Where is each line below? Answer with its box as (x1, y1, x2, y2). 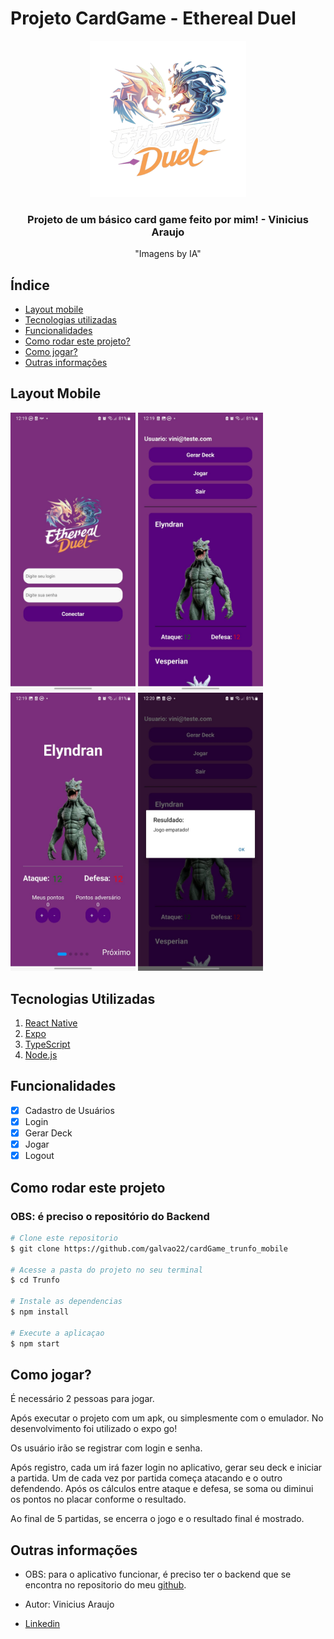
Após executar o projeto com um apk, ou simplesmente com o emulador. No (10, 1412, 324, 1424)
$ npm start (10, 1338, 60, 1349)
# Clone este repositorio (10, 1233, 118, 1243)
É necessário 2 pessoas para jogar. (10, 1393, 155, 1405)
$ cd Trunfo (10, 1275, 60, 1286)
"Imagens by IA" (134, 248, 202, 260)
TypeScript (24, 1038, 71, 1051)
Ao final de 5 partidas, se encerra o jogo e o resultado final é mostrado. (10, 1513, 305, 1525)
